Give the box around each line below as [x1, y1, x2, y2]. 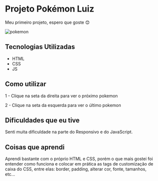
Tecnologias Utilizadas [5, 43, 75, 51]
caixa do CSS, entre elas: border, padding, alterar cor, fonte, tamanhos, [5, 166, 147, 172]
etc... [5, 171, 15, 177]
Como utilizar [5, 80, 47, 88]
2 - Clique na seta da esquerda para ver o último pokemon [5, 102, 122, 108]
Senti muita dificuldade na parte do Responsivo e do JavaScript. [5, 129, 133, 135]
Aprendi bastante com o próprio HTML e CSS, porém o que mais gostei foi [5, 156, 153, 162]
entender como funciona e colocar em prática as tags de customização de [5, 161, 154, 167]
